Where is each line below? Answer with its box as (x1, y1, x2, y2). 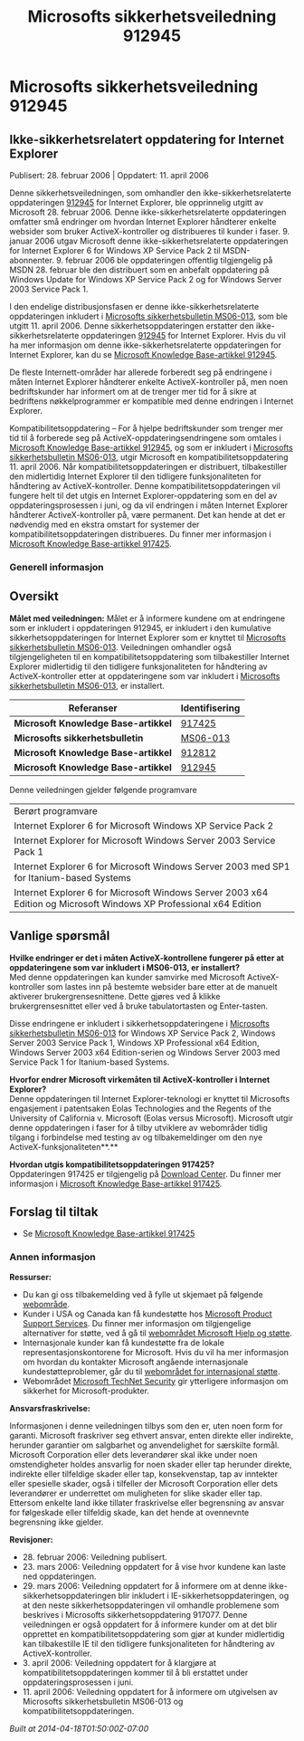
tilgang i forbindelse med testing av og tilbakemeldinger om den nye (9, 1132, 263, 1143)
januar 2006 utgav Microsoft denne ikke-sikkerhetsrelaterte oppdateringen (9, 235, 289, 246)
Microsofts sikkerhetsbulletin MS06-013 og (22, 1696, 184, 1707)
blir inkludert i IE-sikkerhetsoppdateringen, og (118, 1590, 290, 1601)
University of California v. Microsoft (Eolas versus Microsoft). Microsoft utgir (9, 1112, 294, 1124)
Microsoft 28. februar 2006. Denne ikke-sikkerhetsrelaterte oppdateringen (9, 206, 287, 217)
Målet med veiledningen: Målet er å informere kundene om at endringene (9, 613, 286, 624)
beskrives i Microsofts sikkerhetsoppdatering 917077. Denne (22, 1609, 248, 1620)
